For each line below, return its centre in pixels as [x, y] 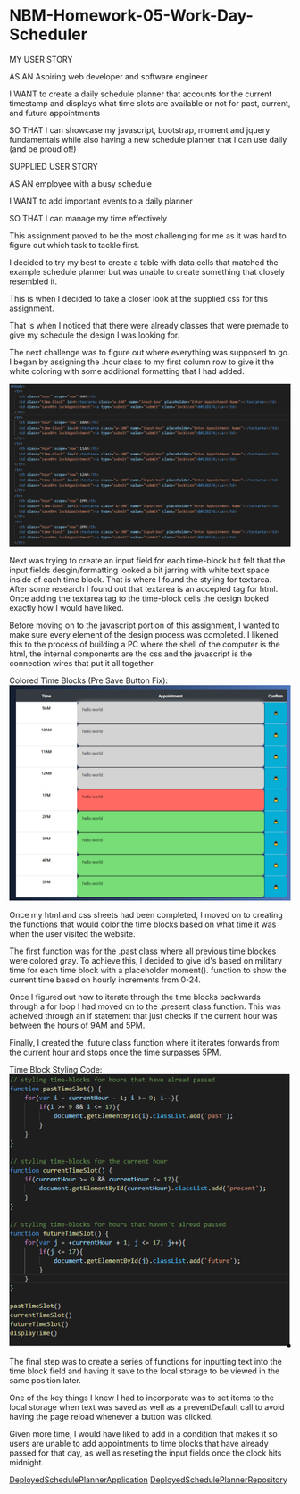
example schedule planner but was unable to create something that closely [147, 271]
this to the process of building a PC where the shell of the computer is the [145, 645]
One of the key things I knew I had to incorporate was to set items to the [142, 1398]
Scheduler [48, 34]
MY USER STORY [41, 59]
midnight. [27, 1462]
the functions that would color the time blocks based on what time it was [143, 924]
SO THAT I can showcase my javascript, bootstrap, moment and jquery [140, 129]
